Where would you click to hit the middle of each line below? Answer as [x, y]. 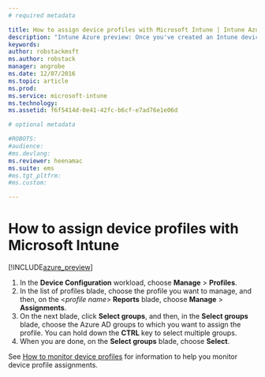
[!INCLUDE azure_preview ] [50, 267]
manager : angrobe [37, 67]
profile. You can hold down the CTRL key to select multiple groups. [128, 333]
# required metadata [42, 15]
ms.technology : [33, 103]
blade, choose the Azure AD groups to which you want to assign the [130, 325]
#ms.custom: [28, 183]
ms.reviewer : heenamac [45, 161]
